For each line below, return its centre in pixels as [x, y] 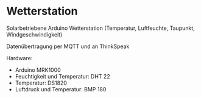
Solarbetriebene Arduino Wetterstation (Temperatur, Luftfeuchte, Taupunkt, [100, 28]
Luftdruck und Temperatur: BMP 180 [61, 89]
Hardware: [19, 58]
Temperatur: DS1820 [41, 83]
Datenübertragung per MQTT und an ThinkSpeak [68, 46]
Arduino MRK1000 [38, 70]
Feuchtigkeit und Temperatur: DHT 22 [63, 76]
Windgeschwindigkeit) [34, 34]
